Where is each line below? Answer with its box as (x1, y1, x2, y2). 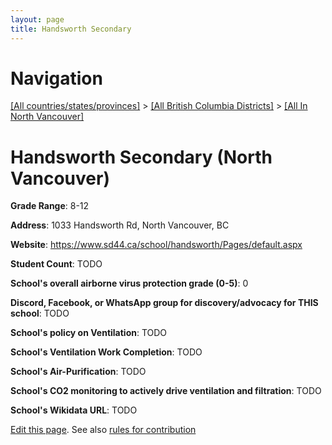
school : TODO (10, 307, 70, 320)
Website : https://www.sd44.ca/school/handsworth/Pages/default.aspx (10, 239, 303, 251)
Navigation (10, 67, 103, 90)
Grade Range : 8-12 (10, 200, 90, 212)
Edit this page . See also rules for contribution (10, 424, 197, 436)
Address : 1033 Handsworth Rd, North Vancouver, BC (10, 219, 230, 231)
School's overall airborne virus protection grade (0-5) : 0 (10, 277, 249, 290)
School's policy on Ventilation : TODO (10, 327, 168, 339)
